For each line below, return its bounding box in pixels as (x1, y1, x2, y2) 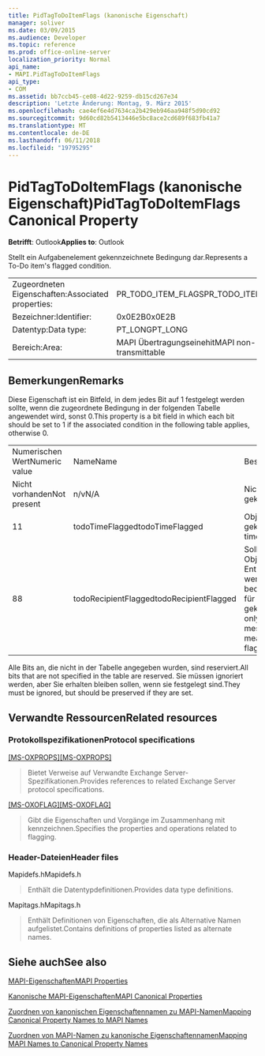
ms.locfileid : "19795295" (8, 144, 93, 152)
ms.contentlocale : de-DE (8, 129, 90, 137)
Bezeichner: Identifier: (12, 311, 92, 322)
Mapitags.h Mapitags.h (8, 900, 81, 910)
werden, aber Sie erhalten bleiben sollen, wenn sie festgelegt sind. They (8, 680, 241, 690)
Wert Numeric (12, 456, 62, 467)
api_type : (8, 77, 41, 85)
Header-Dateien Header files (8, 851, 119, 862)
